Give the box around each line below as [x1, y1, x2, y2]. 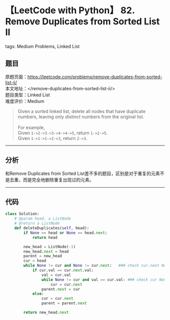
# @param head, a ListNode [14, 216, 71, 221]
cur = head [23, 258, 47, 264]
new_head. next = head [23, 249, 69, 254]
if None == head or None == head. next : [23, 230, 108, 235]
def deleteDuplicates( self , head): [14, 226, 90, 231]
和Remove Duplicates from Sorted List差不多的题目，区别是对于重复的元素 [5, 170, 160, 176]
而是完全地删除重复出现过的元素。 [22, 176, 94, 183]
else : [32, 291, 44, 297]
